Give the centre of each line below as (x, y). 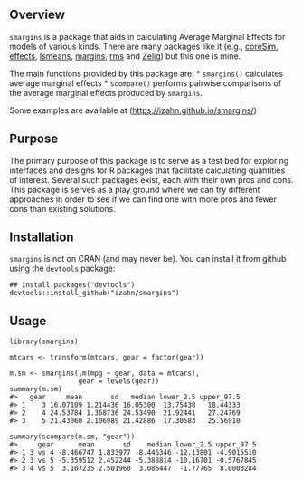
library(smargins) (44, 342)
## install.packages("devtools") (72, 285)
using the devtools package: (62, 269)
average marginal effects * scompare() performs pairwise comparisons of (146, 83)
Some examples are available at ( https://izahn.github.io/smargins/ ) (133, 110)
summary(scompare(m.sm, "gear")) (72, 437)
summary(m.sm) (36, 389)
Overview (38, 15)
